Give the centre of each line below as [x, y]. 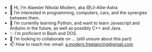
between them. [25, 18]
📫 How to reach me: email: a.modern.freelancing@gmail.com [71, 44]
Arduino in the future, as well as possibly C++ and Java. [66, 28]
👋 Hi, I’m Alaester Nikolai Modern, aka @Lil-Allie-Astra [64, 8]
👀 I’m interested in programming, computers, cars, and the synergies [78, 13]
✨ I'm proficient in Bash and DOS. [43, 33]
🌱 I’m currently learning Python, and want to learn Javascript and [75, 23]
